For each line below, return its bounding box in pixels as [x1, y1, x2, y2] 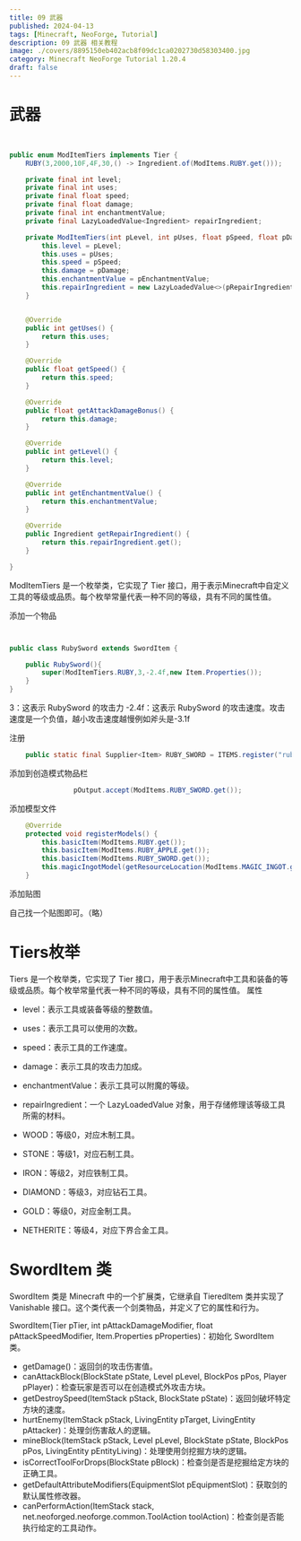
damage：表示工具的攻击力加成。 [21, 1060, 148, 1072]
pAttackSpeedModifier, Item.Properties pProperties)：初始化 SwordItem [9, 1330, 275, 1341]
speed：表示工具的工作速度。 [21, 1041, 133, 1052]
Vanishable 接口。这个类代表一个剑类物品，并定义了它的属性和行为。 [9, 1302, 264, 1312]
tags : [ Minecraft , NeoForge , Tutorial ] [9, 30, 159, 39]
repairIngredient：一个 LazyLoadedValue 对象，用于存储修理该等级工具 [21, 1099, 286, 1110]
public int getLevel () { [25, 448, 118, 457]
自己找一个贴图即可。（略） [9, 907, 107, 918]
